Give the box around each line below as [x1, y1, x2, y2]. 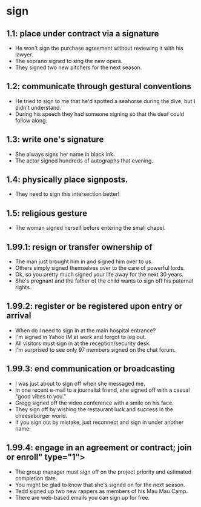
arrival [6, 311, 31, 321]
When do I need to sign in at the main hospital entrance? [15, 326, 156, 334]
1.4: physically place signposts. [6, 175, 128, 185]
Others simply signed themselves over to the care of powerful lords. [15, 264, 185, 272]
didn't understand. [15, 104, 62, 111]
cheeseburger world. [15, 412, 68, 419]
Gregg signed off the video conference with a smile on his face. [15, 399, 174, 406]
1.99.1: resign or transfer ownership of [6, 241, 153, 252]
